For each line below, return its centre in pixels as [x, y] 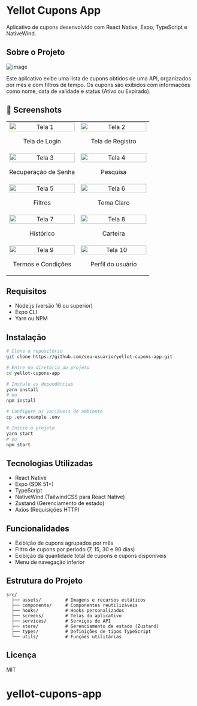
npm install [21, 401]
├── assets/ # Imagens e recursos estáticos [79, 600]
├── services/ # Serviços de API [61, 621]
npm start [19, 444]
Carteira [113, 233]
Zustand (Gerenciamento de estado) [60, 503]
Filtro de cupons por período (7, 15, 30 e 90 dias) [75, 549]
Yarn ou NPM [31, 319]
